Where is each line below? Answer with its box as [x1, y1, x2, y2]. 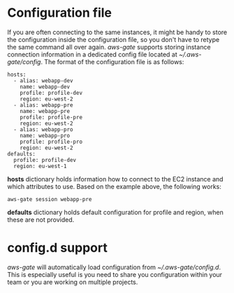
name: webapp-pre [20, 107, 71, 114]
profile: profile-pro [20, 138, 82, 145]
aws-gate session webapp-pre [7, 195, 92, 203]
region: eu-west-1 [13, 163, 68, 170]
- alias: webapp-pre [13, 101, 73, 109]
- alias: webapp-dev [13, 77, 73, 84]
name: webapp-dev [20, 83, 71, 90]
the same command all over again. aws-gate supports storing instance [7, 43, 211, 51]
